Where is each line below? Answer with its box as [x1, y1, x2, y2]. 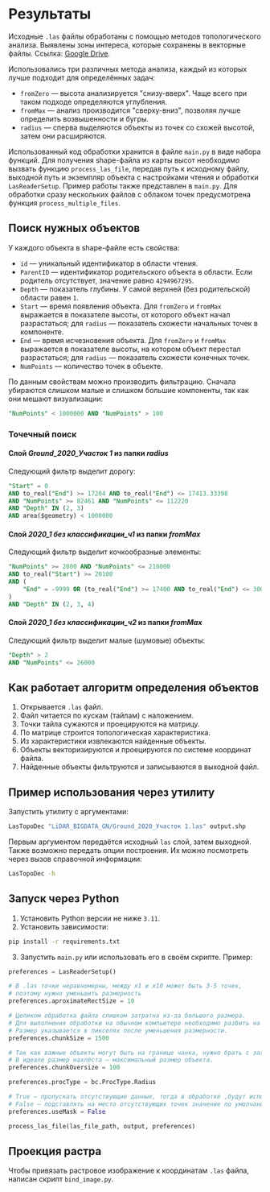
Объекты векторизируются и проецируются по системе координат [19, 745, 252, 755]
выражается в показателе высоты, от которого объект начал [19, 309, 231, 319]
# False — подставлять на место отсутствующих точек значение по [8, 1100, 231, 1108]
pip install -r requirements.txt [8, 937, 121, 946]
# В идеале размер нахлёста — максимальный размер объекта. [8, 1056, 215, 1064]
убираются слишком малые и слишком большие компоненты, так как [8, 385, 249, 395]
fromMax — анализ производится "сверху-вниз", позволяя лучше [19, 106, 241, 115]
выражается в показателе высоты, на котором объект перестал [19, 344, 241, 354]
